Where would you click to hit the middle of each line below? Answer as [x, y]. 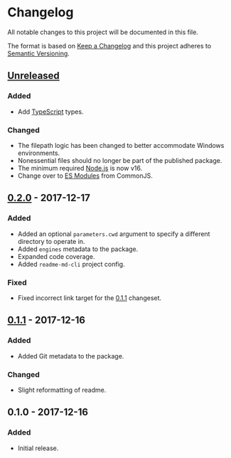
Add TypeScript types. [50, 112]
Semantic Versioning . [38, 53]
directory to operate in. [51, 241]
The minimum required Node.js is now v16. [80, 168]
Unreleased [34, 76]
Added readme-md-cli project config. [71, 264]
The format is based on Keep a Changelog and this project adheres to [109, 46]
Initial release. [38, 448]
